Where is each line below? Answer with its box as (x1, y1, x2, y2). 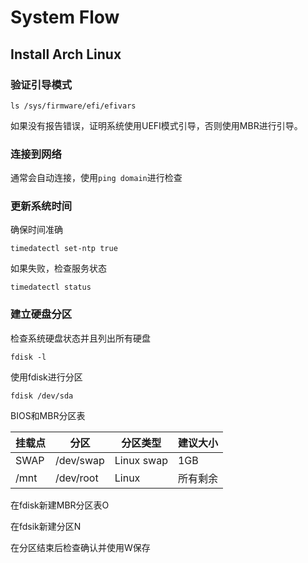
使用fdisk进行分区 (10, 371, 83, 383)
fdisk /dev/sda (10, 391, 74, 401)
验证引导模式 (10, 77, 73, 91)
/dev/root (55, 471, 99, 485)
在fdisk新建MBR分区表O (10, 499, 110, 511)
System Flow (10, 6, 120, 29)
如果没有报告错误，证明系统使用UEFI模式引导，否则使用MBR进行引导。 (10, 119, 303, 131)
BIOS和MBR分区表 (10, 409, 86, 421)
